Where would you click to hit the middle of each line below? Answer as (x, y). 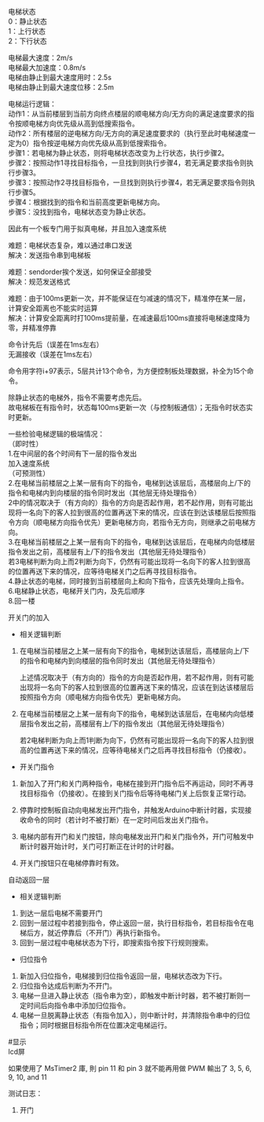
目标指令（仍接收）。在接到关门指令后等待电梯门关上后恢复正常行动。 (138, 793)
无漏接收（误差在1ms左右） (52, 354)
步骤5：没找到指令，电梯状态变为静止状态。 (79, 212)
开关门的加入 (29, 618)
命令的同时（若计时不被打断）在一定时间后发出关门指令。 (119, 820)
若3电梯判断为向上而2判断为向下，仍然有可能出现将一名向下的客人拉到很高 (130, 561)
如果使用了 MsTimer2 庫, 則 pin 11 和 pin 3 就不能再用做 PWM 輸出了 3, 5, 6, (130, 1068)
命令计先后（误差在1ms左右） (56, 345)
